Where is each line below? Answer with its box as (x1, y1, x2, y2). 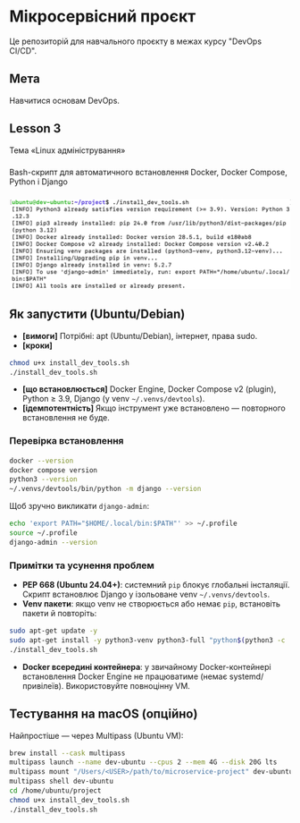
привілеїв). (21, 680, 64, 691)
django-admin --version (9, 538, 98, 547)
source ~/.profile (9, 529, 78, 538)
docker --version (9, 456, 74, 465)
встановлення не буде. (21, 412, 110, 423)
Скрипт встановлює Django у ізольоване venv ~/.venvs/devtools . (21, 589, 271, 600)
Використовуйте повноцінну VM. (65, 680, 190, 691)
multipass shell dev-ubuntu (9, 776, 114, 786)
